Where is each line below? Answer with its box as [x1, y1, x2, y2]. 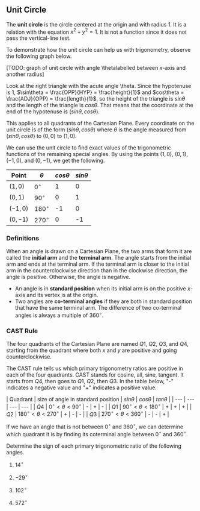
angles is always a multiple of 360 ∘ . [14, 310, 104, 319]
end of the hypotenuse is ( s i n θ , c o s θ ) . [6, 108, 100, 115]
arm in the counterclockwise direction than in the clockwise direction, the [6, 267, 188, 274]
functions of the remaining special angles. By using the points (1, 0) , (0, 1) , [6, 151, 188, 158]
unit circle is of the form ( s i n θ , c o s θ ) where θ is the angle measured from [6, 126, 187, 133]
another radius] [6, 71, 44, 78]
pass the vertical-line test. [6, 34, 71, 42]
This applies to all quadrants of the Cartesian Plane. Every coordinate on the [6, 120, 195, 127]
